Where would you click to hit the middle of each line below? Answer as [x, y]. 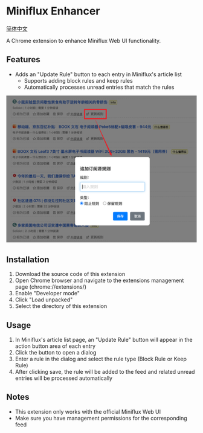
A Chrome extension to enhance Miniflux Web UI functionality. [84, 40]
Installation [28, 259]
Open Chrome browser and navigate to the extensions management [99, 281]
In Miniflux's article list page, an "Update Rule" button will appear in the [104, 340]
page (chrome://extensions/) [50, 287]
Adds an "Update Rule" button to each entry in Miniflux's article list [98, 74]
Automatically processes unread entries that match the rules [99, 87]
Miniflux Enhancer [53, 11]
